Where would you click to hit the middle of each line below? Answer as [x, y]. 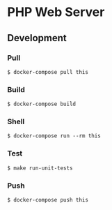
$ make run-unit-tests [40, 168]
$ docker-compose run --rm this [54, 136]
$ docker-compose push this [48, 200]
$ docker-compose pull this [48, 72]
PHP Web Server [56, 12]
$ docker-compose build [42, 104]
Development [37, 38]
